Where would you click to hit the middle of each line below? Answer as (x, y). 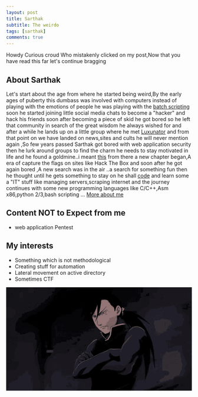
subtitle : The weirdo (33, 25)
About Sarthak (33, 80)
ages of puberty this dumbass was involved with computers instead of (92, 100)
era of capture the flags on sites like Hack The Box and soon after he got (94, 163)
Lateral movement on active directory (60, 272)
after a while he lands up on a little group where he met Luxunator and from (98, 131)
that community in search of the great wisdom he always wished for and (94, 125)
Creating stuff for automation (50, 266)
